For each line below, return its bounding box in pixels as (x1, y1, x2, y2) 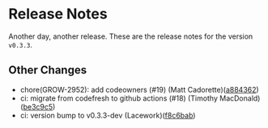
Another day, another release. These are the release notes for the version (8, 31, 253, 41)
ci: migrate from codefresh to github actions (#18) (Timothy (19, 93, 219, 103)
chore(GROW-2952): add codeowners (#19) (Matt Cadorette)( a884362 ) (19, 85, 259, 94)
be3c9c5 (23, 101, 53, 111)
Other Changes (8, 64, 87, 77)
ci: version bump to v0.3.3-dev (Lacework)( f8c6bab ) (19, 110, 196, 120)
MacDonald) (219, 93, 261, 103)
